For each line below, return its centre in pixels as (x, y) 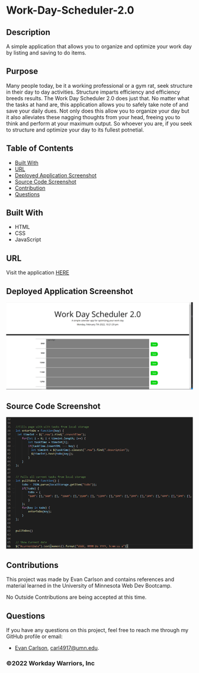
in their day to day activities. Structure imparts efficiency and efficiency (93, 92)
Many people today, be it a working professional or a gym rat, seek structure (99, 85)
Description (28, 32)
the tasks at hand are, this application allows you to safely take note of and (97, 104)
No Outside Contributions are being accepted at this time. (76, 597)
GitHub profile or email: (35, 637)
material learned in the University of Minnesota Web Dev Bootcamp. (89, 586)
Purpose (22, 71)
